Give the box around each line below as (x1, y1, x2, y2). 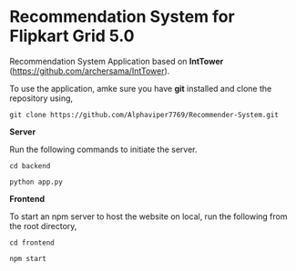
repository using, (9, 93, 74, 104)
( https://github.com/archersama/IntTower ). (9, 65, 170, 76)
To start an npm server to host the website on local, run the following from (9, 211, 288, 222)
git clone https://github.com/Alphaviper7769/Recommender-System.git (9, 110, 280, 119)
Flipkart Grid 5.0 (9, 25, 135, 46)
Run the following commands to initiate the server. (9, 144, 198, 155)
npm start (9, 254, 47, 263)
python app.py (9, 177, 64, 186)
